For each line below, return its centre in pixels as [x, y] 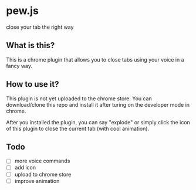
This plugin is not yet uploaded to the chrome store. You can [79, 99]
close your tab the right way [40, 27]
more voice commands [42, 161]
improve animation [37, 181]
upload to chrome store [43, 174]
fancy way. [19, 66]
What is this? [31, 45]
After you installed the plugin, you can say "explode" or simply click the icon [98, 122]
